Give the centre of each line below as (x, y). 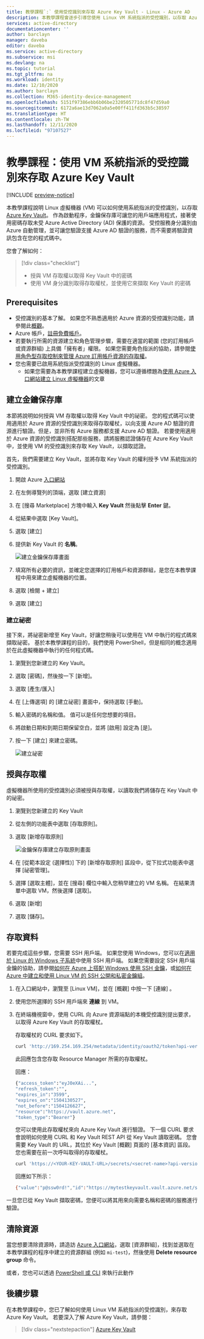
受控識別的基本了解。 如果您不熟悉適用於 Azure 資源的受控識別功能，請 (104, 318)
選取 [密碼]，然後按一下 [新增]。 (55, 676)
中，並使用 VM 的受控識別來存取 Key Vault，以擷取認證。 (78, 446)
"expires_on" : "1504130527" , (50, 1100)
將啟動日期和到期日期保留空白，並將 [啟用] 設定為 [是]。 (85, 728)
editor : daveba (25, 46)
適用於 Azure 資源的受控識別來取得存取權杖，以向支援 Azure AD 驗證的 (100, 423)
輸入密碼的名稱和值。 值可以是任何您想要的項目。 (77, 714)
